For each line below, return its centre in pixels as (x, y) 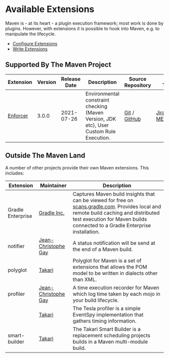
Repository (138, 85)
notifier (16, 246)
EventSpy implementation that (108, 314)
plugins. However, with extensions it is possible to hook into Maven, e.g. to (82, 28)
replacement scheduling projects (112, 335)
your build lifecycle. (96, 300)
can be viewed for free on (103, 200)
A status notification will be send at (114, 243)
